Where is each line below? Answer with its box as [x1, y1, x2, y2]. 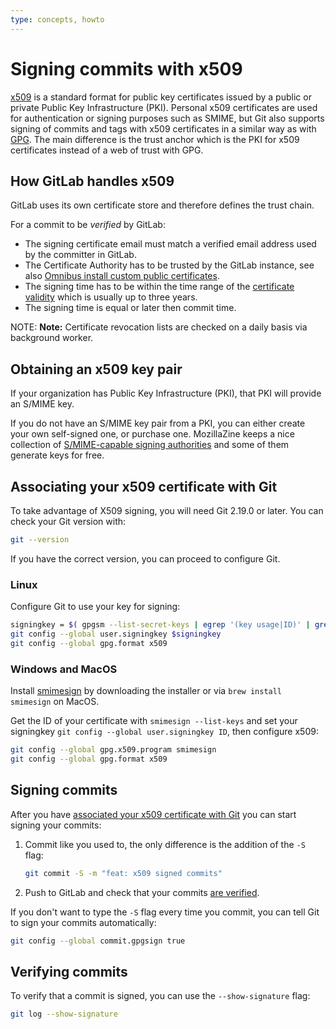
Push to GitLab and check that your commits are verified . [24, 886, 260, 898]
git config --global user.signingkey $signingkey [10, 629, 222, 640]
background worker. [10, 332, 94, 344]
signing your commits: [10, 819, 102, 831]
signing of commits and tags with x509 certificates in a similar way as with [10, 122, 317, 135]
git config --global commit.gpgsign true [10, 936, 186, 946]
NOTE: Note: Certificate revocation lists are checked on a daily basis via [10, 321, 308, 333]
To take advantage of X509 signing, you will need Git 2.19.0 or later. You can [10, 505, 324, 516]
